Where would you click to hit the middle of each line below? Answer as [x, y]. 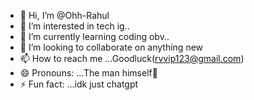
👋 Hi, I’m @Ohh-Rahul [64, 15]
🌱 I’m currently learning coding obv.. [94, 36]
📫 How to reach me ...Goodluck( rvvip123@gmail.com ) [132, 58]
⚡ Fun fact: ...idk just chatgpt [79, 84]
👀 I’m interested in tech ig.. [74, 26]
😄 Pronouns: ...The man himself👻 [88, 73]
